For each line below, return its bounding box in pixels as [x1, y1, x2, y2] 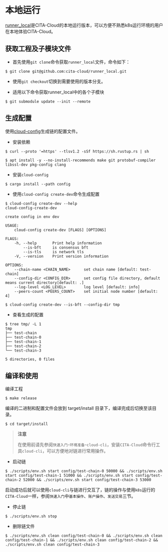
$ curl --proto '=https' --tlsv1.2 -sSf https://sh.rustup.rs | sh [5, 149, 149, 154]
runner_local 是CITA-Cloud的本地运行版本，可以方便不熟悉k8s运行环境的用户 [5, 22, 163, 28]
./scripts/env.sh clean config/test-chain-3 [5, 542, 100, 547]
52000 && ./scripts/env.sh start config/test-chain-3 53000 [23, 478, 151, 483]
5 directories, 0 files [5, 357, 55, 362]
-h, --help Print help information [14, 241, 102, 246]
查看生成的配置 [12, 311, 44, 317]
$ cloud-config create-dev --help [5, 201, 78, 206]
